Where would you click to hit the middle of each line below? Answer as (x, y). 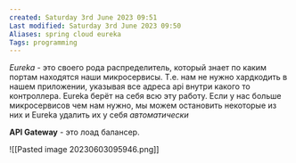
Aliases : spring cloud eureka (66, 34)
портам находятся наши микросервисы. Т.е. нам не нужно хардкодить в (148, 77)
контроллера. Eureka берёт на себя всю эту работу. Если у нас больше (145, 96)
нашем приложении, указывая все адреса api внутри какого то (130, 86)
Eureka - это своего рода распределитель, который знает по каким (138, 68)
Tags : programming (43, 42)
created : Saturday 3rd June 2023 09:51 (83, 17)
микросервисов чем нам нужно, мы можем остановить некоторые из (143, 106)
